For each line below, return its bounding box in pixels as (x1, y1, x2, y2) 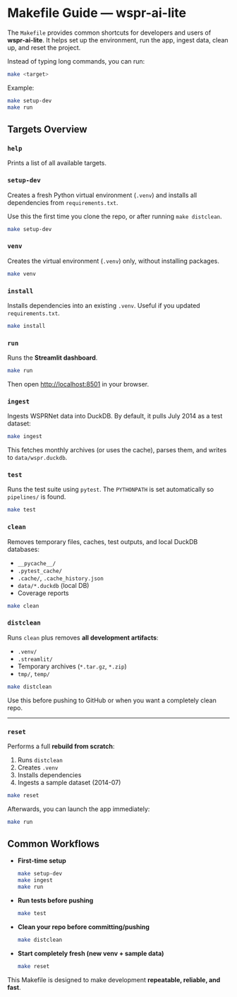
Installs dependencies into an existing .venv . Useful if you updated (7, 301, 200, 309)
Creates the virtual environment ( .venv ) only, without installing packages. (7, 256, 220, 265)
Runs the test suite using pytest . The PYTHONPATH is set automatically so (7, 485, 214, 494)
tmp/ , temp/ (17, 669, 51, 678)
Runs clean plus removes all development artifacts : (7, 633, 159, 642)
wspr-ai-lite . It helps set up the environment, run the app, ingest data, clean (7, 35, 229, 44)
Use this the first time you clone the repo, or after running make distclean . (7, 212, 222, 220)
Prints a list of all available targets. (7, 159, 107, 167)
